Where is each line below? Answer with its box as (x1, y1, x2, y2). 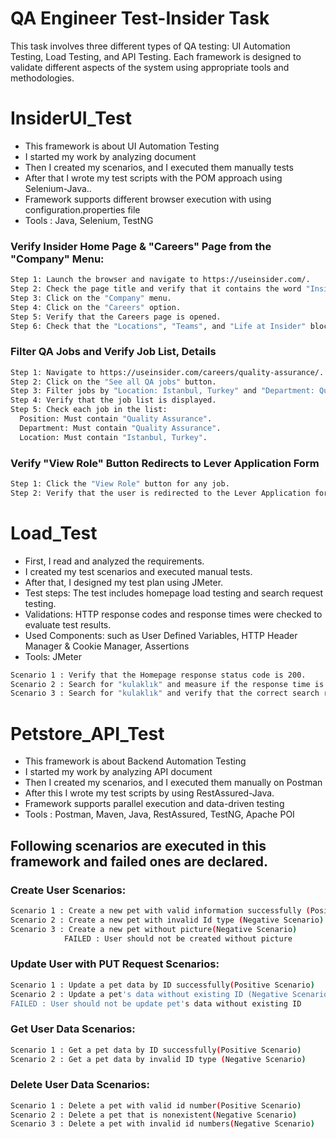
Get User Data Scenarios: (10, 1022, 136, 1036)
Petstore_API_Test (10, 722, 165, 745)
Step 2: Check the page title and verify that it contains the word (10, 284, 302, 294)
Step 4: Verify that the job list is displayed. (10, 395, 217, 406)
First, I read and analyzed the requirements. (24, 555, 205, 567)
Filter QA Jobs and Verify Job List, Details (10, 345, 217, 359)
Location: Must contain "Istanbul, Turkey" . (19, 432, 208, 442)
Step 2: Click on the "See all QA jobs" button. (10, 377, 217, 387)
